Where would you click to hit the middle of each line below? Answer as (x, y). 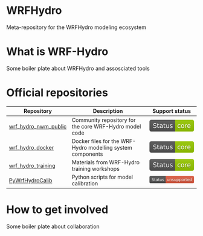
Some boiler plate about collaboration (53, 226)
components (87, 154)
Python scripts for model (102, 177)
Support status (172, 111)
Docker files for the (95, 141)
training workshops (95, 169)
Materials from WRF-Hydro (106, 162)
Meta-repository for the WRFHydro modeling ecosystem (76, 27)
